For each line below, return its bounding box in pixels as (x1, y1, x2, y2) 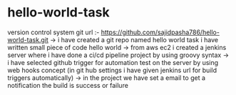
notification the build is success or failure (7, 81, 128, 89)
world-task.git (7, 35, 48, 44)
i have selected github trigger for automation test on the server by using (7, 58, 219, 66)
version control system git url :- (7, 28, 100, 36)
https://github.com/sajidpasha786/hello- (101, 28, 220, 36)
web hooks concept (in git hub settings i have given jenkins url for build (7, 66, 217, 74)
